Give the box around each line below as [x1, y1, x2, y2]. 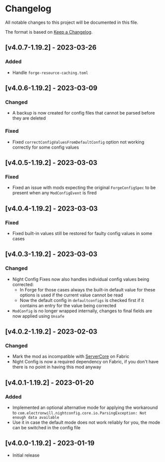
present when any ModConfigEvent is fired [12, 190, 97, 196]
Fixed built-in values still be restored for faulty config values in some [12, 230, 153, 236]
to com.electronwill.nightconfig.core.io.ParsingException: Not [12, 410, 147, 416]
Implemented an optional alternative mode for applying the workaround [12, 404, 158, 410]
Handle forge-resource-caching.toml [12, 69, 88, 75]
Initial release [12, 452, 40, 458]
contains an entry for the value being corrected [19, 302, 116, 308]
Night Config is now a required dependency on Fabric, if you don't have [12, 359, 159, 365]
